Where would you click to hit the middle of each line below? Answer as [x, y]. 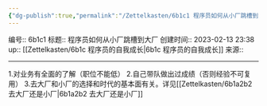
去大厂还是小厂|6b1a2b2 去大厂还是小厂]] [75, 93]
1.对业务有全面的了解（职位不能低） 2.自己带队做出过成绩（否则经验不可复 [130, 73]
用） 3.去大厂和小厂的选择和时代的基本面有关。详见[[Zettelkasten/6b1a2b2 [130, 84]
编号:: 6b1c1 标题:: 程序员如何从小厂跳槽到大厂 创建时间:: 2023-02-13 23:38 [132, 39]
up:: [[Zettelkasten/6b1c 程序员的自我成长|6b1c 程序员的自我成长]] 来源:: [126, 49]
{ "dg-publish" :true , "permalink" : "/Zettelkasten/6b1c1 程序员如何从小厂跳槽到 [133, 16]
